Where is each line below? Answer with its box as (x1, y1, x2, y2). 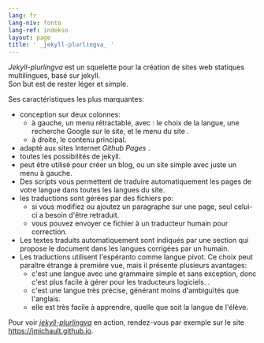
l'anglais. (31, 294, 61, 304)
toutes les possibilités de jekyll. (19, 151, 121, 162)
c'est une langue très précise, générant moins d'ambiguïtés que (31, 285, 239, 296)
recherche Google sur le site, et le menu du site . (31, 127, 189, 136)
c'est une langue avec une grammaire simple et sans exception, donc (31, 269, 257, 278)
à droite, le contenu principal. (31, 135, 127, 144)
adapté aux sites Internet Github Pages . (19, 144, 151, 153)
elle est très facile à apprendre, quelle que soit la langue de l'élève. (31, 303, 249, 312)
